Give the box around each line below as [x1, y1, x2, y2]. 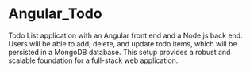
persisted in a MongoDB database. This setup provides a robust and [8, 47, 231, 57]
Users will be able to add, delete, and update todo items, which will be [8, 38, 237, 48]
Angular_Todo [8, 5, 102, 23]
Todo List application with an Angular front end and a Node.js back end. [8, 31, 244, 40]
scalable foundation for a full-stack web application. [8, 56, 179, 65]
